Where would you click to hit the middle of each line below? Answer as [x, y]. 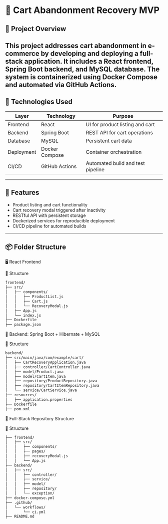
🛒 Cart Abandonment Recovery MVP [82, 10]
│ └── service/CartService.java [41, 390]
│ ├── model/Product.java [34, 372]
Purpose [123, 116]
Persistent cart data [109, 141]
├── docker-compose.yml [30, 498]
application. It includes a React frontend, [89, 61]
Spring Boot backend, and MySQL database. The [82, 69]
